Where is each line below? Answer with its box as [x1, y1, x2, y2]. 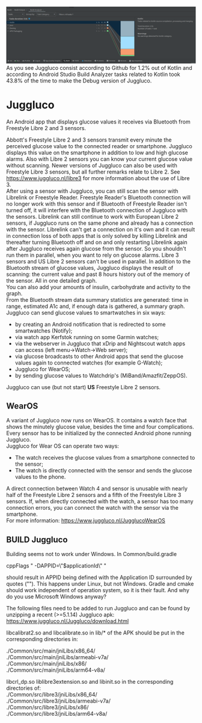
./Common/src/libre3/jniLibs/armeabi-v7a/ [6, 697, 111, 705]
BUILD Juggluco [6, 534, 68, 545]
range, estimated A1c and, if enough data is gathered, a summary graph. [6, 302, 185, 310]
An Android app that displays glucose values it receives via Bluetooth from [6, 118, 191, 125]
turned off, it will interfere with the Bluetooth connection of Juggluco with [6, 206, 188, 214]
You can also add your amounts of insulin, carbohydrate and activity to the [6, 283, 191, 290]
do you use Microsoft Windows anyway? [6, 593, 107, 600]
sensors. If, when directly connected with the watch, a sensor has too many [6, 498, 194, 505]
